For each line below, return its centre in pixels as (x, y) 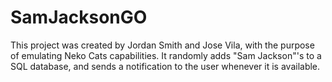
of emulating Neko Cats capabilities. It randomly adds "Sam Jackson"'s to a (166, 55)
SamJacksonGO (79, 17)
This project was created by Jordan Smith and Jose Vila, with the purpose (162, 45)
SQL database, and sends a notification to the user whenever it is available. (165, 66)
